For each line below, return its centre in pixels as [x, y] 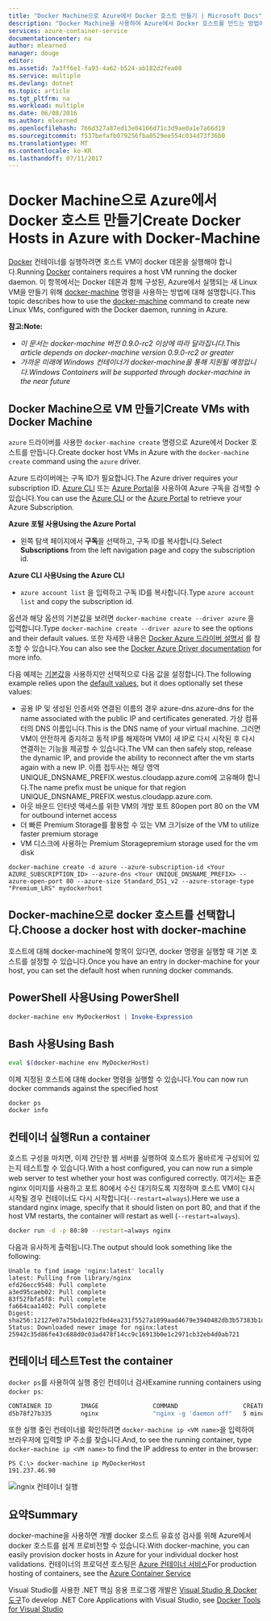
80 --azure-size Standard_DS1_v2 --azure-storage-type [160, 881]
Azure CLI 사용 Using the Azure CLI [67, 575]
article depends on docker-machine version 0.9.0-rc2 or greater [127, 352]
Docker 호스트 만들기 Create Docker [125, 221]
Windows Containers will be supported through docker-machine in [140, 373]
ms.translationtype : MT [48, 143]
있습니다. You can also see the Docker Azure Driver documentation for [147, 648]
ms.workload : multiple [46, 106]
